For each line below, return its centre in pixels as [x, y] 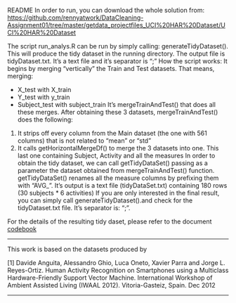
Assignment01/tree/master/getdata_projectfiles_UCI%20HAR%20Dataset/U [117, 25]
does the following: [45, 120]
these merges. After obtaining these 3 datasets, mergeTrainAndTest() [118, 112]
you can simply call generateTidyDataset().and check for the [105, 200]
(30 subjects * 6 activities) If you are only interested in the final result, [118, 193]
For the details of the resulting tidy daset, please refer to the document [110, 221]
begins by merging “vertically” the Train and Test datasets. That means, [111, 69]
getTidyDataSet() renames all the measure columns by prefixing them [118, 178]
